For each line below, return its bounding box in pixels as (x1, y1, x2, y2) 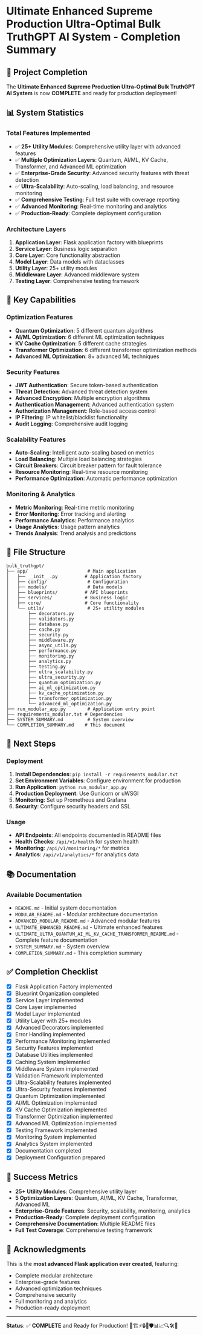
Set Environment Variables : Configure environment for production (14, 777, 181, 784)
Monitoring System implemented (14, 1133, 97, 1140)
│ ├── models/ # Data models (6, 584, 123, 590)
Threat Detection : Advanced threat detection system (14, 388, 148, 395)
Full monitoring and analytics (14, 1298, 87, 1305)
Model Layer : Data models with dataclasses (14, 258, 125, 265)
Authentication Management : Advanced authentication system (14, 401, 174, 408)
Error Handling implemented (14, 1031, 86, 1038)
